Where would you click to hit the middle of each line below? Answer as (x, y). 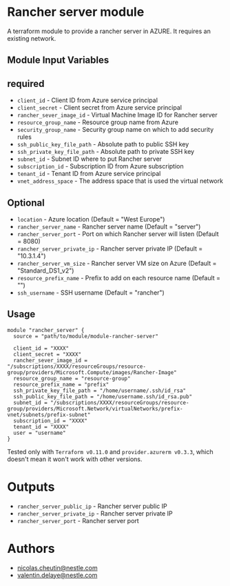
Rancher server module (76, 12)
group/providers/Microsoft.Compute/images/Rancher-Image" (92, 372)
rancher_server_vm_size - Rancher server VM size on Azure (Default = (117, 263)
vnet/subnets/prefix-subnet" (49, 415)
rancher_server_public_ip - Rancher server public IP (92, 506)
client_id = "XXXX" (41, 348)
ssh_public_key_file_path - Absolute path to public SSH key (103, 144)
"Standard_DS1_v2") (45, 271)
